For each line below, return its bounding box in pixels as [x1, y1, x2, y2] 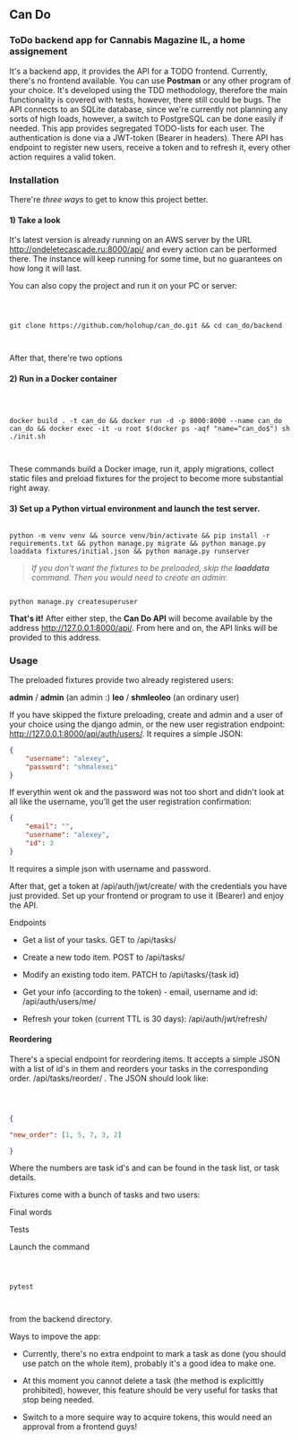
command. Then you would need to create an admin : [30, 572, 228, 582]
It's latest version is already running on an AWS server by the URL [9, 235, 253, 246]
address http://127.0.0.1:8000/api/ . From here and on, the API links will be [9, 622, 278, 633]
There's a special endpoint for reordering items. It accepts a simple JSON [9, 1053, 280, 1065]
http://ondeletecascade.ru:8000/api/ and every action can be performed [9, 244, 278, 255]
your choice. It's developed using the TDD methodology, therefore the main [9, 84, 288, 95]
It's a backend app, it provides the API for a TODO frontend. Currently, [9, 65, 269, 76]
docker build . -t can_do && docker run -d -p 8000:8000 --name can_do [9, 417, 282, 426]
